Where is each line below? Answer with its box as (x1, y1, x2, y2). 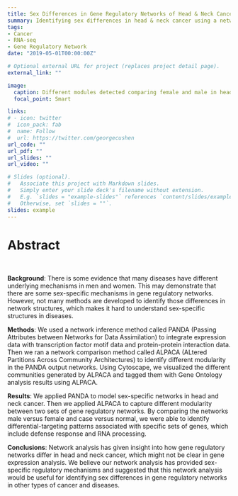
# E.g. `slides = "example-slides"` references (7, 193, 157, 201)
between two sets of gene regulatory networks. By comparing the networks (7, 407, 229, 415)
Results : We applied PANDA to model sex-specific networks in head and (7, 392, 219, 400)
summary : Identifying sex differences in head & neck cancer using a (7, 17, 217, 24)
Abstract (7, 237, 60, 253)
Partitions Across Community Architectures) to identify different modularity (7, 356, 227, 364)
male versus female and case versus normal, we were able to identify (7, 415, 210, 423)
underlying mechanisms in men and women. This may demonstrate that (7, 281, 217, 291)
